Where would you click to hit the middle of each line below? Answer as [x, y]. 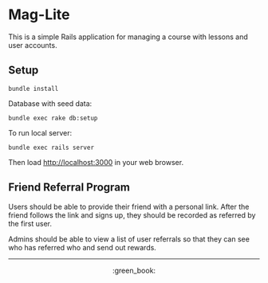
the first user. [30, 223]
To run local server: [40, 132]
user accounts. [33, 45]
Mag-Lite [39, 15]
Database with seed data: [50, 103]
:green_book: [134, 270]
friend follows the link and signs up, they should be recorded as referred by [132, 215]
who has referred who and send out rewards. [83, 247]
